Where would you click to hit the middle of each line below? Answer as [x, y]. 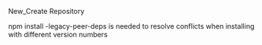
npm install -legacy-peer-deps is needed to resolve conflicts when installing [131, 26]
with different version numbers [58, 35]
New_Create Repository [46, 11]
